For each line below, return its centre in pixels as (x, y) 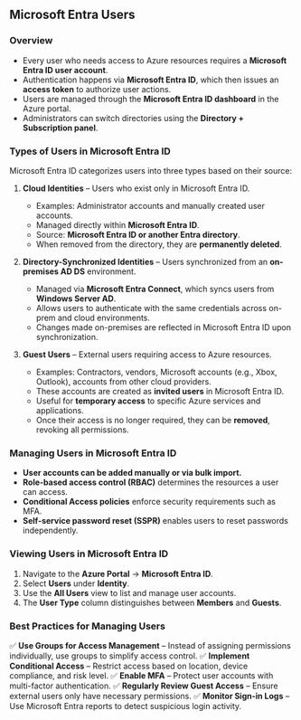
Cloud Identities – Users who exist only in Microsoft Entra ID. (136, 188)
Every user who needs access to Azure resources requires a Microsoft (155, 60)
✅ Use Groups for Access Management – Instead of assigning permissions (150, 645)
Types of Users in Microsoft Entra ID (90, 151)
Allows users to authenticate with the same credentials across (151, 308)
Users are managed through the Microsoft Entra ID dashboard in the (150, 99)
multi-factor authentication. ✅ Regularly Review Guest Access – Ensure (144, 686)
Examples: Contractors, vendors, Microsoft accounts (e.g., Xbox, (156, 372)
